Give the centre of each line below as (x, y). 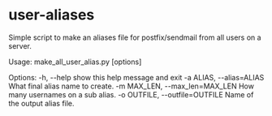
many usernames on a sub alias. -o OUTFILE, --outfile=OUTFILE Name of (131, 94)
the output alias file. (41, 103)
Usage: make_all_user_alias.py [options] (75, 62)
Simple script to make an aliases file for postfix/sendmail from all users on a (135, 37)
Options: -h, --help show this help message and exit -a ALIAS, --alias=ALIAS (136, 77)
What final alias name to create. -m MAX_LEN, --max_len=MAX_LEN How (131, 86)
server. (20, 45)
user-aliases (52, 15)
